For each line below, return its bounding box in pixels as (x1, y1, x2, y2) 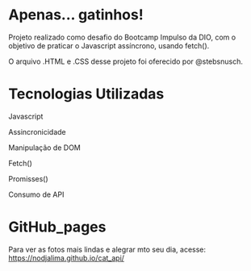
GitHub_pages (8, 218, 107, 236)
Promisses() (8, 173, 48, 183)
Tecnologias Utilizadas (8, 85, 165, 103)
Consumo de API (8, 190, 65, 199)
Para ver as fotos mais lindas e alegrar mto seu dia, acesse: (8, 244, 207, 254)
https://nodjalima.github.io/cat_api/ (8, 252, 125, 263)
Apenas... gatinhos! (8, 6, 144, 24)
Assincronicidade (8, 127, 66, 136)
